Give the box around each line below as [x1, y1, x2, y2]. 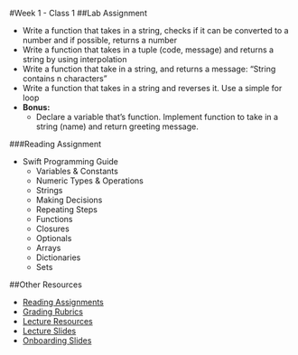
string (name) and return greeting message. [35, 121, 199, 132]
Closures [35, 223, 70, 234]
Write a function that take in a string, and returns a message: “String [22, 63, 276, 74]
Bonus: [22, 102, 51, 112]
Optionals [35, 233, 72, 243]
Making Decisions [35, 194, 103, 205]
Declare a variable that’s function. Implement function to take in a [35, 112, 278, 122]
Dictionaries [35, 252, 81, 263]
